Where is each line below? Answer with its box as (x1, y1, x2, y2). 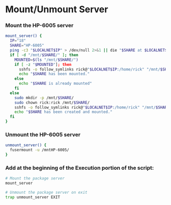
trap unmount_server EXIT (5, 194, 60, 200)
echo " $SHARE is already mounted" (18, 81, 93, 86)
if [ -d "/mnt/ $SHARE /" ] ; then (10, 52, 79, 57)
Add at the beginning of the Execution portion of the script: (5, 164, 154, 171)
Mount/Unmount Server (5, 4, 108, 15)
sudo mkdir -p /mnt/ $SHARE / (14, 95, 74, 100)
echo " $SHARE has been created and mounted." (14, 109, 113, 115)
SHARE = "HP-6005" (10, 43, 44, 48)
